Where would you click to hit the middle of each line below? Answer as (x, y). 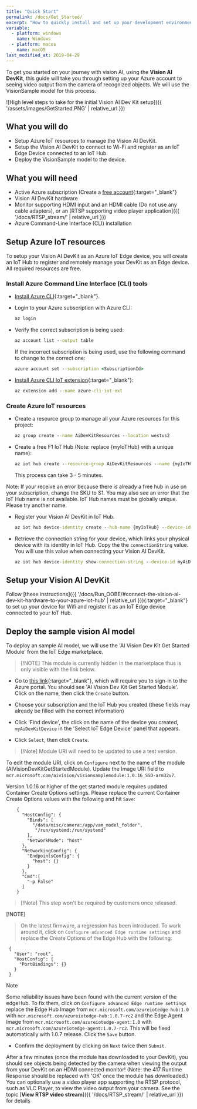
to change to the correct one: (50, 358)
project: (24, 425)
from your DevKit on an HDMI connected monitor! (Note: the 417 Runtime (94, 1070)
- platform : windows (36, 33)
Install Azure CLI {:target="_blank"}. (57, 297)
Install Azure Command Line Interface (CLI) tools (77, 284)
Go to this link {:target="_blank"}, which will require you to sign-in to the (101, 681)
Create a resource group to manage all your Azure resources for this (97, 419)
